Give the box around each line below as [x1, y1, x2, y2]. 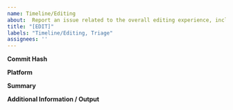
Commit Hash [7, 55, 47, 63]
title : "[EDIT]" [7, 23, 54, 30]
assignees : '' [7, 36, 49, 43]
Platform [7, 68, 33, 77]
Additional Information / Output [7, 95, 99, 104]
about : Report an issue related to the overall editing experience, [7, 17, 213, 24]
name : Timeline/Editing [7, 10, 76, 17]
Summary [7, 82, 36, 90]
